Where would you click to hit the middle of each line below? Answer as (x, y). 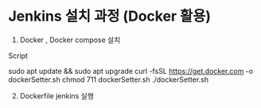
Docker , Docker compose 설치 (70, 40)
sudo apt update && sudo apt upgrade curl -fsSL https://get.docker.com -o (130, 71)
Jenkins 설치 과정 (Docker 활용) (110, 16)
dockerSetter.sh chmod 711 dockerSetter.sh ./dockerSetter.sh (109, 79)
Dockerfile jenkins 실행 (56, 95)
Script (18, 56)
